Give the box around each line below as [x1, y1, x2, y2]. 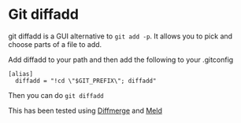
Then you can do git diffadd [8, 90, 104, 99]
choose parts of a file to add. [8, 39, 102, 49]
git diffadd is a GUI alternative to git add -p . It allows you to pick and [8, 31, 233, 41]
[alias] [8, 70, 34, 78]
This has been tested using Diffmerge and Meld [8, 106, 163, 115]
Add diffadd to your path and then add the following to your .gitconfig [8, 55, 234, 64]
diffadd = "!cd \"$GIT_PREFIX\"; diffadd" [15, 77, 157, 85]
